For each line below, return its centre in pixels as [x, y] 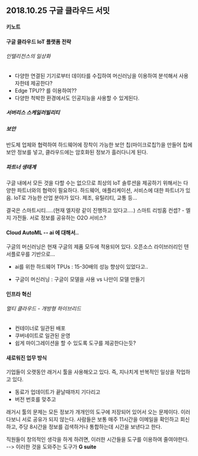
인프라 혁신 [19, 294]
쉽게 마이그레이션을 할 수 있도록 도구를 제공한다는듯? [75, 343]
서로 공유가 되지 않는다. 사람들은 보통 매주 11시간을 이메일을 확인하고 [100, 419]
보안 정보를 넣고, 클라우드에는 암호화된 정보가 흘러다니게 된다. [77, 152]
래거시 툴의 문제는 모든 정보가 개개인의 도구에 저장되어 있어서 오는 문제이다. [93, 412]
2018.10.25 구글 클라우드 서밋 [58, 11]
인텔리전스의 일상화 [28, 56]
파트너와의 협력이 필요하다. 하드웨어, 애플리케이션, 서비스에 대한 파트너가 [100, 190]
